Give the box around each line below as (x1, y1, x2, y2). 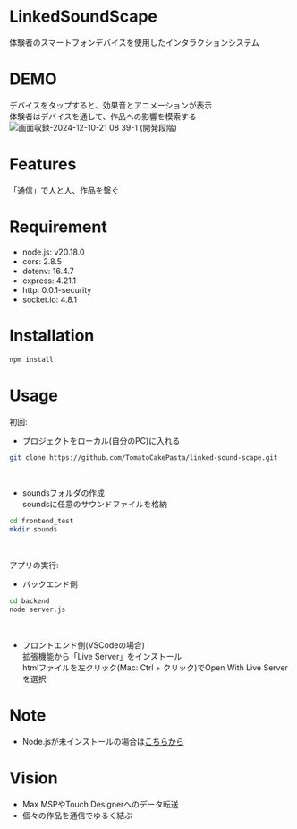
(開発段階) (140, 122, 177, 133)
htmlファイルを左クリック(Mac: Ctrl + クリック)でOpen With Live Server (21, 661, 289, 673)
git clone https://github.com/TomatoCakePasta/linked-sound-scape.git (9, 453, 278, 462)
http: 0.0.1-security (21, 284, 92, 295)
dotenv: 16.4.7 (21, 265, 74, 276)
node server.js (9, 605, 66, 614)
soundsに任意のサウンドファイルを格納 (21, 499, 168, 510)
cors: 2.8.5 (21, 255, 63, 266)
